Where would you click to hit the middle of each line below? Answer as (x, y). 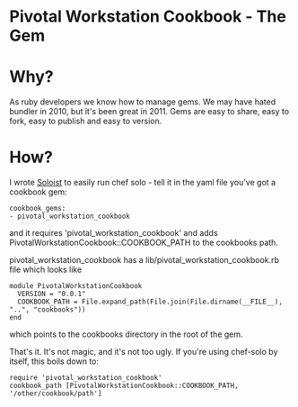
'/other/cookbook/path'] (56, 393)
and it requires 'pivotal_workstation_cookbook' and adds (114, 233)
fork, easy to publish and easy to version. (86, 121)
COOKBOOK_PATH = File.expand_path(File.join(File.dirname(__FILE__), (150, 302)
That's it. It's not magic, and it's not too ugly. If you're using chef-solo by (144, 352)
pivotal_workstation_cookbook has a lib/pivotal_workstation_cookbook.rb (145, 260)
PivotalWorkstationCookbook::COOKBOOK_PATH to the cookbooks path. (144, 243)
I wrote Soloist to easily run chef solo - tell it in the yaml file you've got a (143, 183)
